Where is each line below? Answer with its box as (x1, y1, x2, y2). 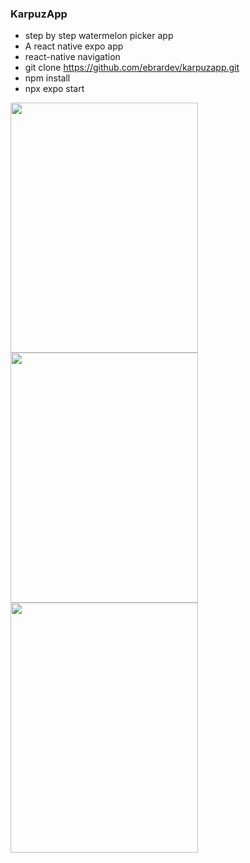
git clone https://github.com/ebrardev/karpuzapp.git (24, 62, 240, 74)
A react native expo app (24, 40, 124, 52)
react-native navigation (24, 51, 121, 63)
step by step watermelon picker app (24, 30, 174, 42)
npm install (24, 72, 71, 84)
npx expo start (24, 83, 85, 95)
